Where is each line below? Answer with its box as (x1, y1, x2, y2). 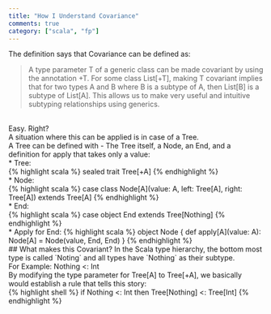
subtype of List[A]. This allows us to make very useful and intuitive (28, 91, 251, 101)
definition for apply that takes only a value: (8, 149, 151, 159)
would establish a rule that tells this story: (8, 279, 147, 289)
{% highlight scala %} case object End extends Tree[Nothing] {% (8, 210, 226, 220)
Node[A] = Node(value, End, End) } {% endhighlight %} (8, 236, 193, 246)
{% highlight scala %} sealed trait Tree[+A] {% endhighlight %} (8, 167, 219, 177)
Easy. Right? (8, 123, 49, 134)
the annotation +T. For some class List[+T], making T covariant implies (28, 74, 263, 84)
